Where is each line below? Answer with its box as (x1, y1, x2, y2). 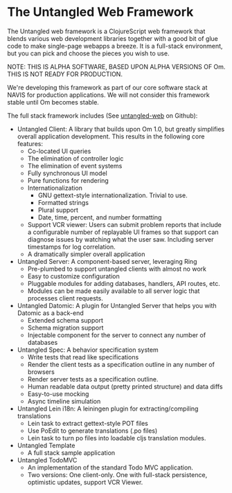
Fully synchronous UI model (27, 169, 107, 177)
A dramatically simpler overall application (27, 250, 145, 258)
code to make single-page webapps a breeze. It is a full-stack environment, (7, 42, 223, 50)
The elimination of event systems (27, 161, 123, 170)
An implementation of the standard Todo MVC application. (27, 463, 194, 472)
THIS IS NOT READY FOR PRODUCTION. (7, 70, 123, 78)
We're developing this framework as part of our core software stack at (7, 83, 208, 91)
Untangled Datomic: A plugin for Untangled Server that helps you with (17, 301, 217, 310)
